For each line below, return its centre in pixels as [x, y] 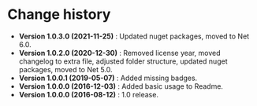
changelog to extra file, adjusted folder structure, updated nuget [123, 61]
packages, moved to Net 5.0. [65, 69]
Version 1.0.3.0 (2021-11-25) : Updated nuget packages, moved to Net [134, 36]
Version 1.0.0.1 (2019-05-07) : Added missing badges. [108, 78]
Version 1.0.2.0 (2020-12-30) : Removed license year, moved [120, 53]
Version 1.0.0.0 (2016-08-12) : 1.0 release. [89, 94]
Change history [59, 15]
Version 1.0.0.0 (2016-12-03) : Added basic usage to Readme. [121, 86]
